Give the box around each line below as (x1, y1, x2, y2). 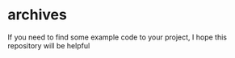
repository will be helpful (7, 40, 90, 50)
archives (7, 6, 68, 24)
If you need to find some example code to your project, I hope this (7, 32, 228, 42)
